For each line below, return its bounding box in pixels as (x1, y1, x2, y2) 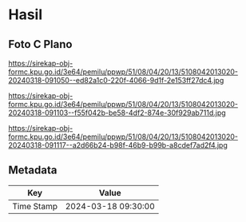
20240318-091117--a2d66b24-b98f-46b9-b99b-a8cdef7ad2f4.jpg (8, 141, 228, 149)
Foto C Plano (8, 38, 73, 51)
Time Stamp (12, 200, 58, 212)
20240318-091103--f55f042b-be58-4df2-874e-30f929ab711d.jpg (8, 108, 226, 117)
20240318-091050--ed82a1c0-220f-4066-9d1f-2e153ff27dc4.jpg (8, 76, 224, 85)
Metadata (8, 164, 58, 177)
